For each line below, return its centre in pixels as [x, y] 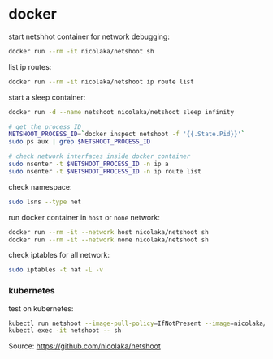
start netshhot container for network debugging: [89, 36]
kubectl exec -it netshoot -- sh [65, 331]
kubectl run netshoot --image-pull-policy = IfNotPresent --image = [121, 323]
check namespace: [40, 186]
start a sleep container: [47, 97]
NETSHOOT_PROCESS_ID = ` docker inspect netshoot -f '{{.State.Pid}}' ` [127, 135]
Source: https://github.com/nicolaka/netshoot [84, 346]
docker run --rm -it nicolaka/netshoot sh [81, 51]
